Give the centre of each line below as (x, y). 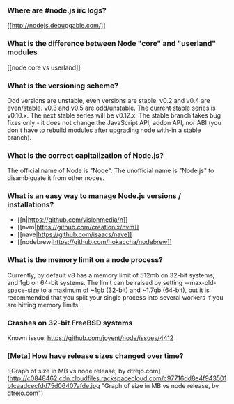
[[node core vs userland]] (44, 67)
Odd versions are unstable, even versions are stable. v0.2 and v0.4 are (109, 100)
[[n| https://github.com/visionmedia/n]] (72, 220)
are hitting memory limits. (44, 305)
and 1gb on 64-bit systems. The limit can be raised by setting (95, 282)
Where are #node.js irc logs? (57, 10)
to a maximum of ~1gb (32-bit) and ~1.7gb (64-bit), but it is (125, 290)
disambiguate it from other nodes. (56, 178)
